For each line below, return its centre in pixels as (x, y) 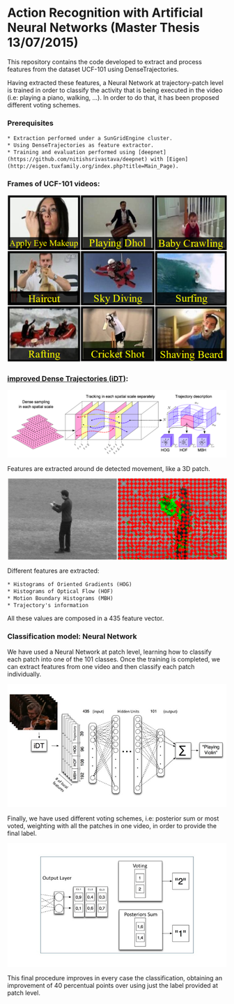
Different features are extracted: (53, 571)
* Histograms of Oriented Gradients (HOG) (70, 585)
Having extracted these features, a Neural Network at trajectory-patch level (116, 82)
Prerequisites (30, 123)
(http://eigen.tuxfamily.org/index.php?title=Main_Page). (93, 166)
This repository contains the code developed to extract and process (104, 61)
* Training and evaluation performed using (71, 152)
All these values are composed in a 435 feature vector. (86, 618)
